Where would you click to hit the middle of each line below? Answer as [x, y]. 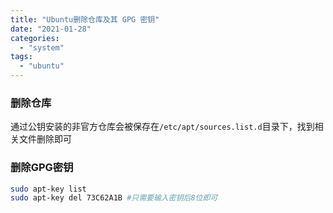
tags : [21, 57]
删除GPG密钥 [42, 168]
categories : [35, 38]
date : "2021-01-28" [51, 29]
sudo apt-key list [48, 189]
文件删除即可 [45, 139]
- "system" [42, 47]
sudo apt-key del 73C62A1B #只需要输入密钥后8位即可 [114, 198]
